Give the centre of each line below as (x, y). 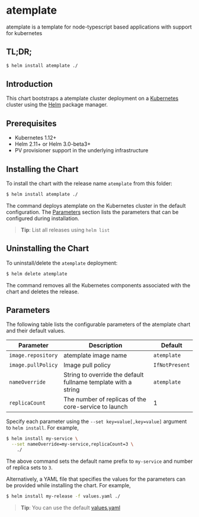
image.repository (33, 355)
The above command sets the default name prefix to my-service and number (99, 461)
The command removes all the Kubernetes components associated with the (98, 285)
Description (105, 346)
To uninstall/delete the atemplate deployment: (62, 263)
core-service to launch (96, 407)
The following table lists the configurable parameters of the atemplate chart (98, 324)
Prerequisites (31, 123)
